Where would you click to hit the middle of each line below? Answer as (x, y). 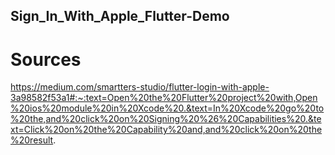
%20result (32, 140)
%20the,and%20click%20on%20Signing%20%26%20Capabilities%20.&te (166, 119)
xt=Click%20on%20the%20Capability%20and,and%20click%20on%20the (166, 130)
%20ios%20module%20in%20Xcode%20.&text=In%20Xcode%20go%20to (167, 108)
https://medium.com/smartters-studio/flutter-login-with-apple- (140, 87)
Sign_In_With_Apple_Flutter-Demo (120, 16)
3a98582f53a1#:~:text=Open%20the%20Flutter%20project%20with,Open (164, 98)
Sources (46, 59)
